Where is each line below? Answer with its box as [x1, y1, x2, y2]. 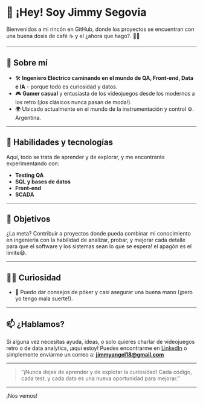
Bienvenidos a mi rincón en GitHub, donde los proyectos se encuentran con [6, 25, 195, 33]
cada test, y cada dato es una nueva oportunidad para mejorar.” [21, 375, 180, 382]
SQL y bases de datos [14, 178, 71, 185]
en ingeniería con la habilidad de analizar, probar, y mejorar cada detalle [6, 236, 186, 244]
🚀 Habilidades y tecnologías [6, 137, 114, 148]
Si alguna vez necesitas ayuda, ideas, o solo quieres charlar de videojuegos [6, 338, 195, 345]
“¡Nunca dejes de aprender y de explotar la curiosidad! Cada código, [21, 369, 192, 375]
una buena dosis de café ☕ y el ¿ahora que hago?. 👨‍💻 [6, 32, 140, 39]
